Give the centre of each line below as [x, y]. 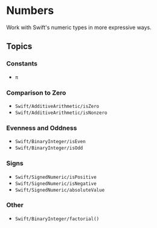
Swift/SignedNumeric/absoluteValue [60, 190]
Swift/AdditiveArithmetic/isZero [57, 106]
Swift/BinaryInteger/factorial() [57, 219]
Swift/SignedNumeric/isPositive [56, 177]
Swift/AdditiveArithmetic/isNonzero [61, 113]
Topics [19, 46]
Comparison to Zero [36, 93]
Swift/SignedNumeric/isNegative [56, 183]
